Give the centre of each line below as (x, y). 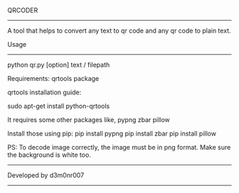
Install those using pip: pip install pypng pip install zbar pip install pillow (112, 133)
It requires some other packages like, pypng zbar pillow (89, 120)
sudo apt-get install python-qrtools (59, 106)
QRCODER (23, 10)
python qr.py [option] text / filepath (59, 65)
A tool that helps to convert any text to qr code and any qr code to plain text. (119, 31)
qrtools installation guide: (44, 92)
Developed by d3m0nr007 (46, 175)
